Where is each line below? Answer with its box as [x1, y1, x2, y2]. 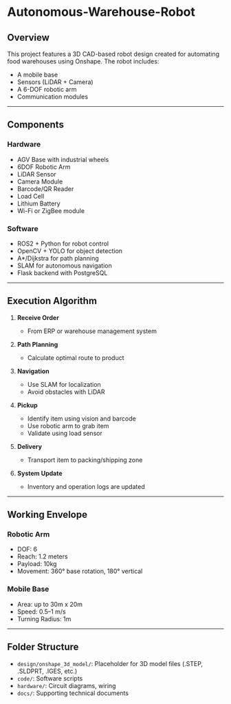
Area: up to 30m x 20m [16, 600, 83, 608]
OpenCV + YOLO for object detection [16, 246, 122, 255]
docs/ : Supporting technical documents [16, 689, 129, 697]
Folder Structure [7, 641, 79, 653]
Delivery [16, 442, 43, 450]
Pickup [16, 401, 38, 409]
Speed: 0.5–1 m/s [16, 607, 67, 616]
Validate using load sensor [27, 429, 103, 437]
